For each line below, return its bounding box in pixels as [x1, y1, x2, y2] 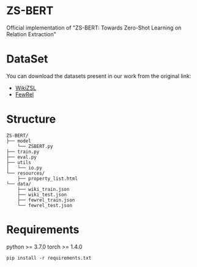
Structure [6, 112, 56, 126]
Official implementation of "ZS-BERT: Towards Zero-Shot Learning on [6, 24, 182, 31]
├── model [6, 137, 32, 144]
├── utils [6, 159, 32, 166]
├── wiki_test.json [17, 192, 67, 198]
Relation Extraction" [6, 30, 56, 37]
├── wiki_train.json [17, 186, 70, 192]
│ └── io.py [6, 164, 43, 171]
